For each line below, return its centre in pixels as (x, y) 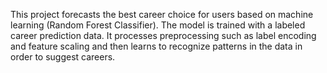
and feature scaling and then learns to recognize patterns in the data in (156, 46)
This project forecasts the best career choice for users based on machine (162, 14)
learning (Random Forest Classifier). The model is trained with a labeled (158, 25)
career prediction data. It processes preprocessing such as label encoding (163, 35)
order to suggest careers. (63, 57)
